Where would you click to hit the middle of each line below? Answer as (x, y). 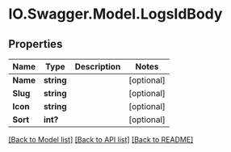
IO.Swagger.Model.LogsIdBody (115, 14)
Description (98, 67)
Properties (36, 44)
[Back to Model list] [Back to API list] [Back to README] (101, 139)
